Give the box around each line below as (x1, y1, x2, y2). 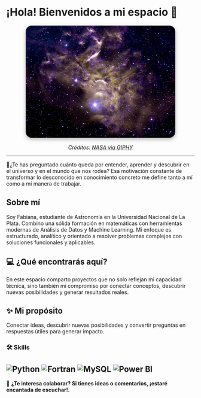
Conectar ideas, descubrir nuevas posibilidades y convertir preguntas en (6, 321, 186, 329)
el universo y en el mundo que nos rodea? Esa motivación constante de (6, 167, 182, 174)
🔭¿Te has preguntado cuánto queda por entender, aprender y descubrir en (6, 161, 190, 168)
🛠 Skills (6, 344, 30, 352)
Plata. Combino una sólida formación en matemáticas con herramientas (6, 220, 182, 227)
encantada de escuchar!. (6, 386, 70, 394)
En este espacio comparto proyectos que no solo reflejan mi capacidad (6, 275, 182, 283)
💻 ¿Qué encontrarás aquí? (6, 257, 108, 267)
